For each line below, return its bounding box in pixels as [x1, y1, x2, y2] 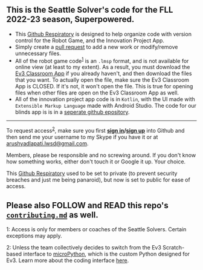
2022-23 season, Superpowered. [6, 15, 135, 25]
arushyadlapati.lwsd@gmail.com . [6, 140, 89, 147]
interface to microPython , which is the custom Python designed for [23, 250, 190, 257]
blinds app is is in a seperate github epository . [14, 108, 130, 116]
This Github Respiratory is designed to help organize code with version [14, 30, 192, 38]
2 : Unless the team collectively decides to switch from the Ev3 [6, 243, 162, 251]
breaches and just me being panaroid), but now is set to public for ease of [6, 176, 190, 183]
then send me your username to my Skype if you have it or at [6, 133, 158, 141]
